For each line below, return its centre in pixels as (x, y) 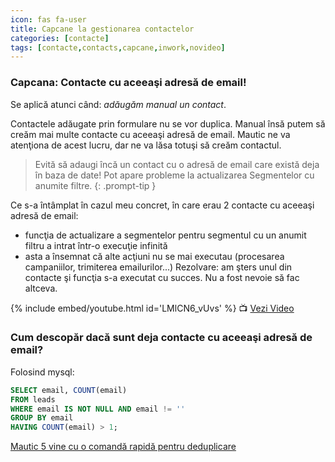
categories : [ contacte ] (60, 38)
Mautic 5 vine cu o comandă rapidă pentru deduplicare (123, 447)
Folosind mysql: (42, 372)
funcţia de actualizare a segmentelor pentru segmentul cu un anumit (165, 235)
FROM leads (33, 399)
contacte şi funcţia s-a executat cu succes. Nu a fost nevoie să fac (162, 277)
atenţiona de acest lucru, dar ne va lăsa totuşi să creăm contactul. (146, 145)
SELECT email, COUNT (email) (69, 390)
